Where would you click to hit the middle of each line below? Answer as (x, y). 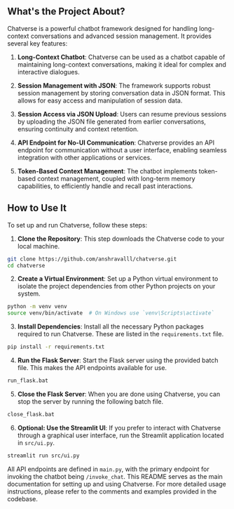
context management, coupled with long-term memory (116, 178)
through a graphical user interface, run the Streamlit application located (121, 435)
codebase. (23, 498)
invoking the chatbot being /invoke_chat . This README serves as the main (115, 476)
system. (29, 293)
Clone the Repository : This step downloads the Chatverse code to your (121, 239)
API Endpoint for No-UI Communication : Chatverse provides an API (116, 143)
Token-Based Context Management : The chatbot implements (107, 171)
